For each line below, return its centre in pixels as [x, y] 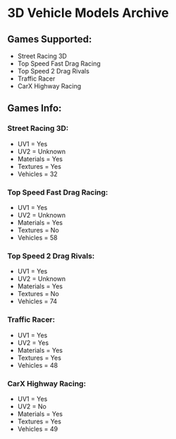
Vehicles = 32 [37, 174]
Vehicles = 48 [38, 365]
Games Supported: [50, 39]
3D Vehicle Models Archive [88, 13]
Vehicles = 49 [38, 428]
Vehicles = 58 [37, 238]
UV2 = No [32, 406]
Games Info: [34, 109]
